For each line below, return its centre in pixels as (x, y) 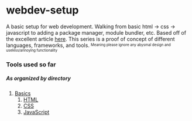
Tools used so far (31, 64)
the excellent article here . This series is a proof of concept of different (90, 39)
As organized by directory (39, 78)
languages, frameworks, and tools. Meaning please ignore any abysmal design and (88, 45)
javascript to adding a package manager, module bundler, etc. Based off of (96, 32)
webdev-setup (42, 10)
